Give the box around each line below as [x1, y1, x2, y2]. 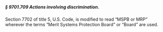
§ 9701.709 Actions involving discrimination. [5, 4, 99, 10]
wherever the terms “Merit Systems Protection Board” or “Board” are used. [5, 21, 159, 27]
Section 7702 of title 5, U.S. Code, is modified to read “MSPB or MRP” [5, 16, 148, 22]
